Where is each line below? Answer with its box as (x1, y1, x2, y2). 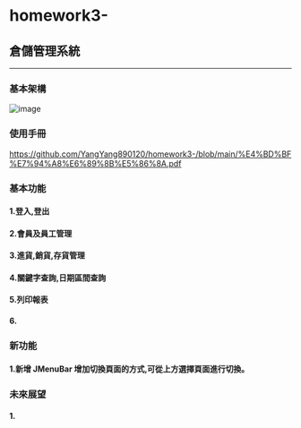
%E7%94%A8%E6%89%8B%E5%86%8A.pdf (9, 158, 182, 168)
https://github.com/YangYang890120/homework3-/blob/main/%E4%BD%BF (9, 149, 292, 159)
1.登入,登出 (9, 206, 50, 217)
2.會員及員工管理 (9, 227, 73, 238)
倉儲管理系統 (9, 43, 81, 58)
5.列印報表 (9, 295, 49, 305)
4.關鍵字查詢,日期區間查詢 (9, 272, 107, 283)
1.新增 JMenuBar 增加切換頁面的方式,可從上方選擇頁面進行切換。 (9, 364, 250, 374)
